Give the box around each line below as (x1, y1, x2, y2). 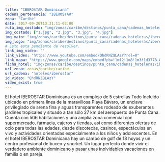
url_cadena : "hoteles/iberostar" (5, 71, 74, 76)
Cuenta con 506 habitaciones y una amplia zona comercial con (5, 114, 133, 120)
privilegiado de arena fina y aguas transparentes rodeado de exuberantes (5, 104, 154, 110)
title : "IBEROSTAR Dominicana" (5, 7, 69, 12)
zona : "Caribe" (5, 16, 36, 21)
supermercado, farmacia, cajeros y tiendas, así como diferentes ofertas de (5, 120, 156, 126)
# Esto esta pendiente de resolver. (5, 44, 80, 49)
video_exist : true (5, 80, 43, 85)
